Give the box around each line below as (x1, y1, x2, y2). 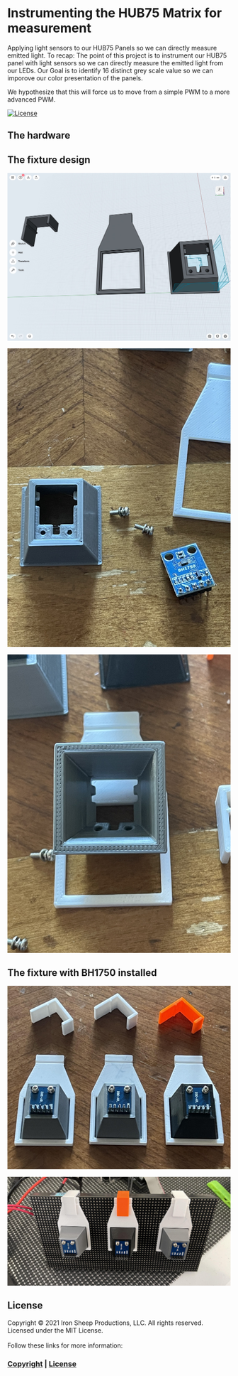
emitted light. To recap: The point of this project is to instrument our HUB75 (7, 51, 227, 60)
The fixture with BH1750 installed (7, 967, 157, 979)
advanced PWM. (7, 95, 56, 104)
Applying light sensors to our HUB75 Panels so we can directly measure (7, 43, 217, 52)
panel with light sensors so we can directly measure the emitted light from (7, 58, 224, 67)
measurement (7, 20, 92, 36)
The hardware (7, 129, 71, 141)
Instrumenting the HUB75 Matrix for (7, 5, 222, 21)
